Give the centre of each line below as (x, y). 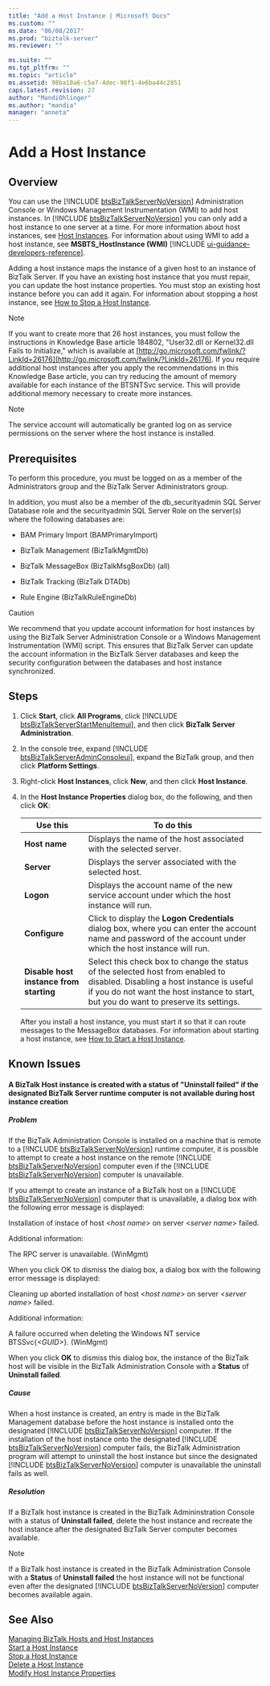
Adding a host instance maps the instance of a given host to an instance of (132, 268)
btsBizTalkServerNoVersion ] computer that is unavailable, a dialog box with (133, 1198)
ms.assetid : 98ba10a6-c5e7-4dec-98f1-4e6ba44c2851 (95, 82)
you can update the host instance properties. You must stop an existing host (135, 286)
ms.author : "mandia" (43, 105)
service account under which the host (160, 895)
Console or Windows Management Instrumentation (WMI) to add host (123, 210)
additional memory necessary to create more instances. (100, 394)
